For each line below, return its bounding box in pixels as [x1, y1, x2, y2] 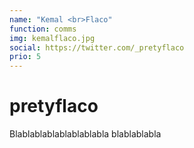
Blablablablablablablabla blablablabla [9, 128, 162, 140]
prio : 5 [9, 52, 42, 62]
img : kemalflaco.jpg [9, 33, 96, 43]
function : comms [9, 24, 77, 34]
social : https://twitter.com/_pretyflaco [9, 42, 185, 53]
